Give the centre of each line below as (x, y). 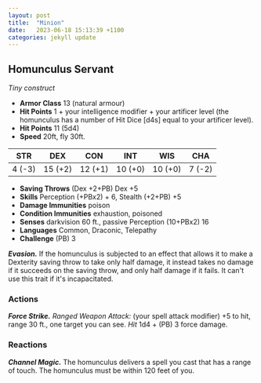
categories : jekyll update (52, 37)
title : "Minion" (36, 23)
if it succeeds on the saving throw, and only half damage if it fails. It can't (126, 271)
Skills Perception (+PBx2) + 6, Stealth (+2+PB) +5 (100, 197)
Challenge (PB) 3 (47, 239)
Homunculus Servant (61, 69)
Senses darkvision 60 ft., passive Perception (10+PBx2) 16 (114, 222)
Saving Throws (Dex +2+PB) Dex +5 (79, 188)
